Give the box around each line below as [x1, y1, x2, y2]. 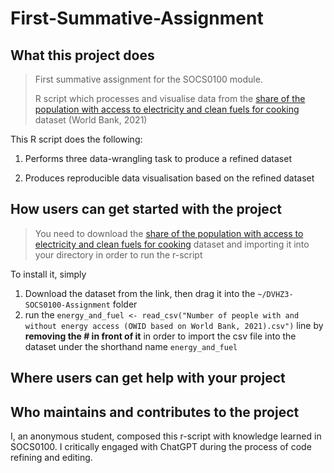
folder [112, 298, 138, 310]
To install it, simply [10, 268, 87, 280]
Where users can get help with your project [10, 370, 286, 387]
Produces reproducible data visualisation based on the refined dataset [24, 172, 315, 184]
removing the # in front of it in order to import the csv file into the [24, 330, 297, 342]
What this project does [10, 47, 155, 64]
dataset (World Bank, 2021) [34, 114, 148, 126]
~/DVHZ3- [257, 289, 294, 299]
